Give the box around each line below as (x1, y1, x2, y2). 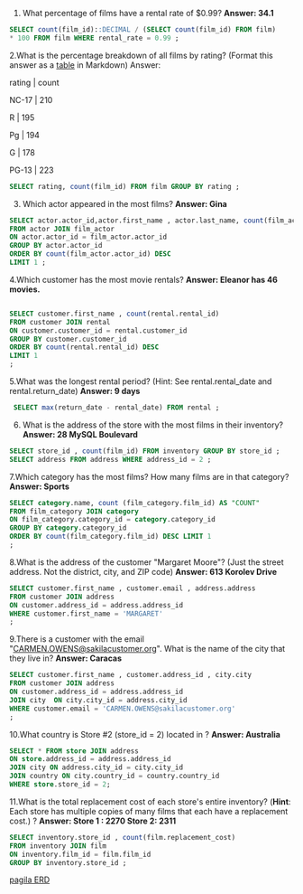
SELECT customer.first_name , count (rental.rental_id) (9, 309, 220, 318)
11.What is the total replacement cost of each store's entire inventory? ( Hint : (9, 795, 291, 807)
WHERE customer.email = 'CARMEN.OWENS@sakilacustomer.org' (9, 704, 236, 713)
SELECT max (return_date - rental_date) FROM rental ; (13, 403, 220, 412)
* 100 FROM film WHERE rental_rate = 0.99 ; (9, 33, 179, 42)
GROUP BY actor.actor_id (9, 241, 103, 250)
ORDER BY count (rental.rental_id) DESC (9, 343, 160, 352)
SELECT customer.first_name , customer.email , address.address (9, 583, 256, 593)
